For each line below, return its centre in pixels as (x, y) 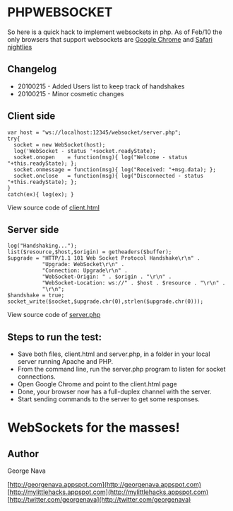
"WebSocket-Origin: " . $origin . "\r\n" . (107, 277)
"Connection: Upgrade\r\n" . (85, 271)
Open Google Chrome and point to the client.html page (97, 384)
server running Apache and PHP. (65, 362)
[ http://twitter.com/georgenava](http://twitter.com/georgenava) (99, 500)
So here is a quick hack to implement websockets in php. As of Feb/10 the (115, 32)
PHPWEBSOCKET (60, 12)
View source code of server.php (54, 315)
